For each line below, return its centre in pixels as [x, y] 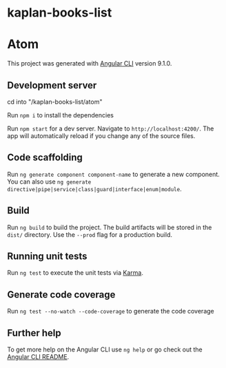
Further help [34, 333]
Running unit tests [47, 256]
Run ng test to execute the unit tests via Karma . [75, 273]
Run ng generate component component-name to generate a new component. [114, 174]
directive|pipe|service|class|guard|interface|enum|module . [94, 188]
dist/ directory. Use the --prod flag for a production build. [90, 234]
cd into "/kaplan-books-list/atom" [55, 101]
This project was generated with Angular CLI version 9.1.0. [90, 64]
